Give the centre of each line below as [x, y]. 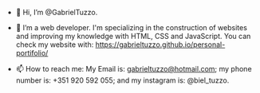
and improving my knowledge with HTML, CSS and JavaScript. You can [133, 36]
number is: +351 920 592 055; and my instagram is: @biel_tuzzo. [122, 80]
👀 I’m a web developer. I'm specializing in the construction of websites [131, 27]
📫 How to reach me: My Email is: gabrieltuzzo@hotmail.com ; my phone [134, 69]
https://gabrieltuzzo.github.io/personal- [160, 45]
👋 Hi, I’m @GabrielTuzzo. [57, 12]
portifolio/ [32, 53]
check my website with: [55, 45]
